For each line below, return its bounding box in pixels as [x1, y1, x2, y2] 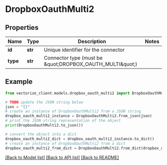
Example [5, 78, 33, 86]
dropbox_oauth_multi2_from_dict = [5, 146, 77, 151]
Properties [5, 23, 39, 32]
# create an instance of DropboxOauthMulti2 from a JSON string [5, 109, 141, 114]
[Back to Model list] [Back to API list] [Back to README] [5, 155, 119, 161]
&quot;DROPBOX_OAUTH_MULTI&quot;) [44, 61, 138, 68]
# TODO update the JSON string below [5, 99, 83, 105]
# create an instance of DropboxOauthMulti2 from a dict [5, 141, 126, 146]
